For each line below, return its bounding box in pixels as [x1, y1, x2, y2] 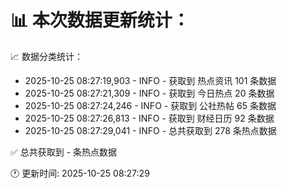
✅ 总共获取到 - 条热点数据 [10, 146, 118, 158]
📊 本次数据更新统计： [10, 9, 190, 32]
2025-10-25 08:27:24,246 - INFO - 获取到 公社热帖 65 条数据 [24, 99, 277, 111]
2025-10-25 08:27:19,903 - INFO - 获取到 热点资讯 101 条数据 [24, 74, 277, 86]
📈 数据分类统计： [10, 50, 83, 62]
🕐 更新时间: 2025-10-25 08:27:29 [10, 167, 150, 179]
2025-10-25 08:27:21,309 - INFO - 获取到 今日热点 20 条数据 [24, 87, 275, 99]
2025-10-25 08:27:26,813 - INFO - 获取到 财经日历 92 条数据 [24, 112, 275, 124]
